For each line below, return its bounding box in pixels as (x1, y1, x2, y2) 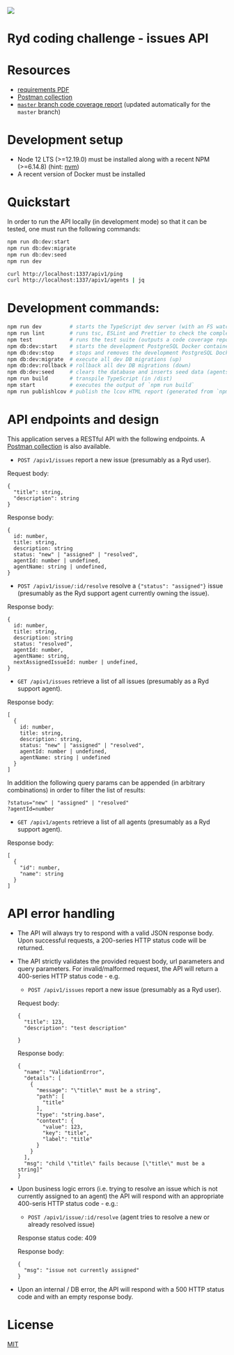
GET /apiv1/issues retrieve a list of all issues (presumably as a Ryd (17, 677, 209, 685)
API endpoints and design (7, 412, 159, 427)
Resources (7, 63, 71, 78)
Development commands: (7, 300, 160, 316)
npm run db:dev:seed (7, 251, 68, 258)
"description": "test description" (24, 1025, 127, 1032)
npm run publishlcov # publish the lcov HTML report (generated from (7, 388, 214, 395)
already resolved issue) (27, 1220, 95, 1228)
